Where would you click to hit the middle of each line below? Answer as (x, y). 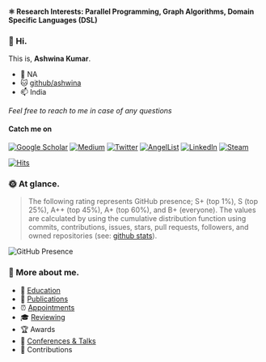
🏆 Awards (38, 329)
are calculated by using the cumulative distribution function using (137, 219)
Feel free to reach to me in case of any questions (90, 110)
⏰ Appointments (47, 307)
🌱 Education (40, 290)
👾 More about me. (44, 273)
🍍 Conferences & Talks (58, 341)
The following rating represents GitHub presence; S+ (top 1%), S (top (143, 202)
